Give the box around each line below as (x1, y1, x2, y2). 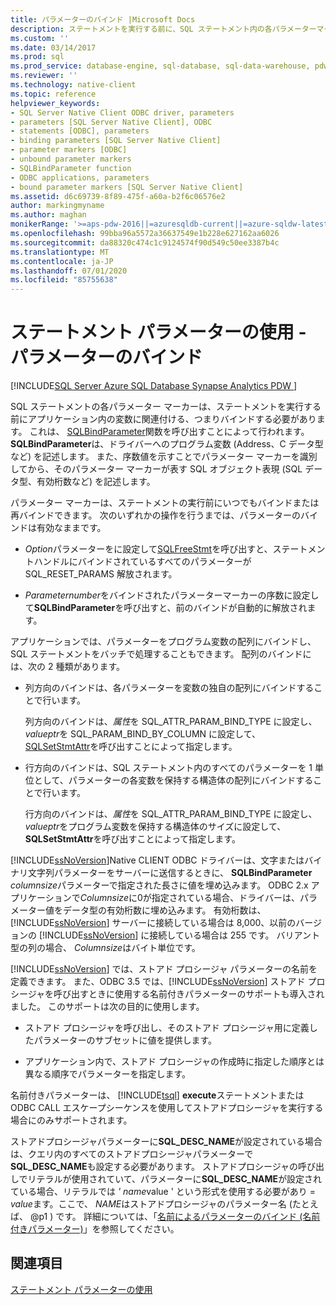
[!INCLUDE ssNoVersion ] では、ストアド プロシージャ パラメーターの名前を (10, 963, 318, 975)
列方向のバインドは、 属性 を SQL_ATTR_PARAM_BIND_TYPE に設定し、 (24, 716, 318, 728)
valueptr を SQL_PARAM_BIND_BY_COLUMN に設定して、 (24, 728, 261, 740)
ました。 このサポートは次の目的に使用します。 (10, 1001, 205, 1013)
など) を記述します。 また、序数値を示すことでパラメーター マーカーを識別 (10, 451, 318, 463)
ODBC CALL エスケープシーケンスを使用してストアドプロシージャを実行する (10, 1102, 324, 1114)
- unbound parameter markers (10, 154, 132, 164)
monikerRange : (10, 219, 70, 230)
